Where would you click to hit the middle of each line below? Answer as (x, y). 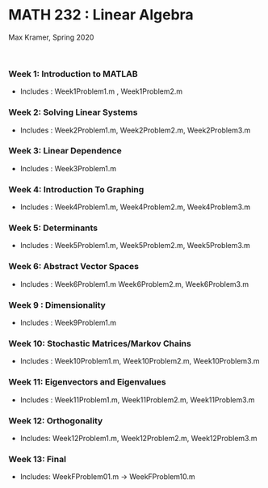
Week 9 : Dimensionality (57, 305)
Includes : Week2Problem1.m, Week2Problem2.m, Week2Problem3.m (135, 130)
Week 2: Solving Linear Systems (73, 112)
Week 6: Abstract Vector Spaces (74, 267)
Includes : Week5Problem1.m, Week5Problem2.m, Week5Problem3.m (135, 246)
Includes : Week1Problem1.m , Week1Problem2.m (101, 91)
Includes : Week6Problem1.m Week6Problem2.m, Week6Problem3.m (134, 284)
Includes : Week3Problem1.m (68, 168)
